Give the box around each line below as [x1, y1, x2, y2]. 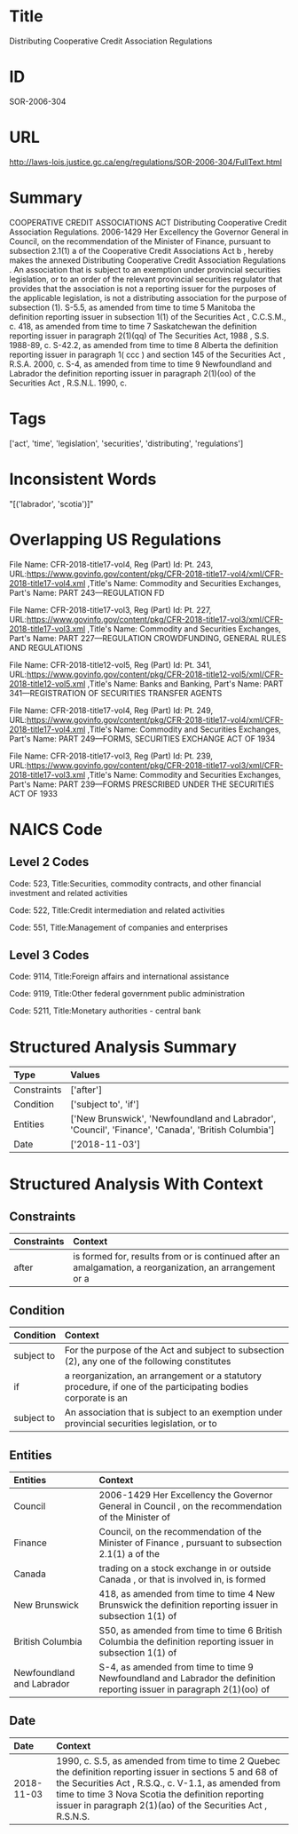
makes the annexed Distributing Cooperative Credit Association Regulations [9, 255, 286, 266]
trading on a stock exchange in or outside [98, 1561, 272, 1574]
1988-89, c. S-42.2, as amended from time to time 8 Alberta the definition [9, 339, 278, 350]
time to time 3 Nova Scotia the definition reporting [56, 1788, 264, 1800]
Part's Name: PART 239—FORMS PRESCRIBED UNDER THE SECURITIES [9, 779, 275, 790]
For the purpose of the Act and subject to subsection [65, 1344, 285, 1356]
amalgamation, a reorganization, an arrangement [73, 1261, 276, 1274]
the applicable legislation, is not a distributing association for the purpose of [9, 292, 287, 303]
